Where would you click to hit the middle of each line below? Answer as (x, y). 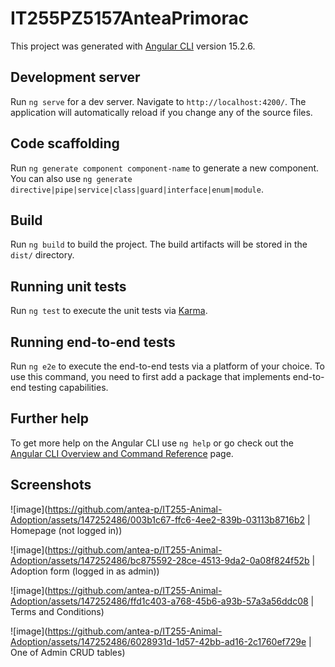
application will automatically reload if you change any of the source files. (161, 112)
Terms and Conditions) (57, 611)
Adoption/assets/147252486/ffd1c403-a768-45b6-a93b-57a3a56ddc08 (159, 601)
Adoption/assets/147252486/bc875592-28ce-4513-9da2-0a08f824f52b (160, 560)
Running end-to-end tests (93, 342)
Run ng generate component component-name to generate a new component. (165, 168)
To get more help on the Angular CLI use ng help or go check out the (152, 443)
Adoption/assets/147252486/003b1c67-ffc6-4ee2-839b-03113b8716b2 (157, 519)
